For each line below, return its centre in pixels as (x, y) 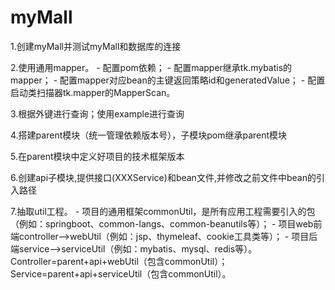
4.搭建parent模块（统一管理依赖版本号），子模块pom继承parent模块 (149, 135)
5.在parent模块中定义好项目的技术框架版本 (97, 156)
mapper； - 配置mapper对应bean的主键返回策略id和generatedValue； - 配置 (168, 80)
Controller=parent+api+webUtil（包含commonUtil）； (119, 261)
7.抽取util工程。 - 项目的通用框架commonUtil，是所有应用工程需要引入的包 (163, 211)
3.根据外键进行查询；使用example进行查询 (97, 113)
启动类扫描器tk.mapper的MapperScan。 (93, 92)
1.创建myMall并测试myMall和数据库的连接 (96, 46)
